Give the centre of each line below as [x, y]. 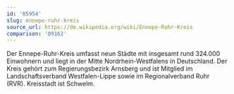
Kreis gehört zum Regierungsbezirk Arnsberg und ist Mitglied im [100, 69]
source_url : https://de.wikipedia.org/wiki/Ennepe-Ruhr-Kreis [100, 27]
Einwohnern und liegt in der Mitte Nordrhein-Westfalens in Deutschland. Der [117, 61]
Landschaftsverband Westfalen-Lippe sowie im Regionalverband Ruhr [108, 76]
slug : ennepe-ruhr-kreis [43, 20]
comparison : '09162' [37, 34]
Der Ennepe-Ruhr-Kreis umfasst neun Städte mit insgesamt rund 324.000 [113, 54]
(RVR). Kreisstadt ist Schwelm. [51, 84]
